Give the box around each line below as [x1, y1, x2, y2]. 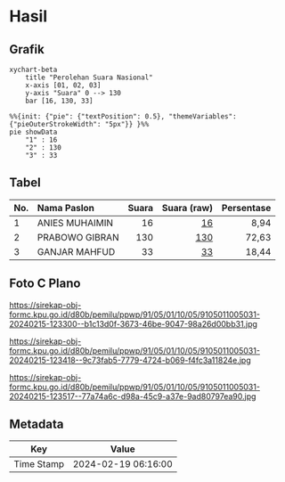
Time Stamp [13, 458, 65, 470]
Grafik [9, 42, 45, 57]
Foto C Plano [9, 276, 81, 291]
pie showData [9, 127, 58, 136]
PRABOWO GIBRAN [37, 231, 119, 243]
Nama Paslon [37, 201, 95, 214]
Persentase [221, 201, 272, 214]
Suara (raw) [161, 201, 214, 214]
